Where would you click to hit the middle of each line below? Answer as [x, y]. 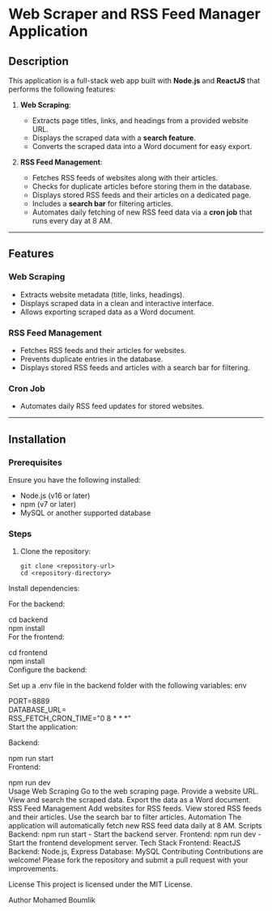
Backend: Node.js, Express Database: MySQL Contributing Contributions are [136, 852]
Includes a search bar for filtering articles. [103, 204]
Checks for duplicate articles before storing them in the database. [142, 186]
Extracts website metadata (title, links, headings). [102, 294]
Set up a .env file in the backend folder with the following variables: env [127, 686]
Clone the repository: [55, 551]
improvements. [33, 869]
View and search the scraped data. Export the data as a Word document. [130, 800]
